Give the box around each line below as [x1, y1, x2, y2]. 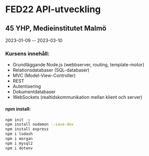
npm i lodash [5, 132, 33, 137]
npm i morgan [5, 136, 33, 141]
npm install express [5, 126, 49, 132]
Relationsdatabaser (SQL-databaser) [12, 67, 90, 73]
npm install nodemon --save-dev [5, 122, 74, 127]
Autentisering [12, 83, 41, 90]
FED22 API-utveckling [5, 4, 101, 15]
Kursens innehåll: [5, 50, 50, 57]
